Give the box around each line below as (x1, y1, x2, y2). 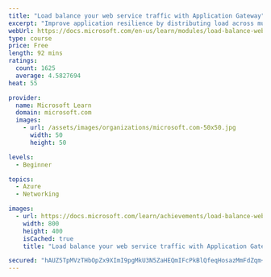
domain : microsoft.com (15, 109, 92, 117)
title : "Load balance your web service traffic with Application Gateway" (8, 11, 265, 20)
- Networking (15, 190, 60, 198)
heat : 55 (8, 79, 38, 87)
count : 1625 (15, 64, 56, 72)
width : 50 (29, 131, 63, 139)
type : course (8, 34, 52, 43)
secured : (8, 257, 38, 265)
